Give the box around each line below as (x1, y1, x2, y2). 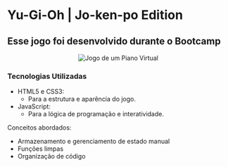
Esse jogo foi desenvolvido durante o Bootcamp (7, 35, 221, 47)
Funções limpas (17, 144, 64, 153)
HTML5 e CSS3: (17, 87, 65, 96)
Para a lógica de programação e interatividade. (27, 110, 164, 118)
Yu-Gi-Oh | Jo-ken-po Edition (7, 7, 183, 23)
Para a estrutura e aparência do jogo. (27, 95, 136, 104)
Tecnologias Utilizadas (7, 71, 87, 81)
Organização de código (17, 152, 86, 161)
